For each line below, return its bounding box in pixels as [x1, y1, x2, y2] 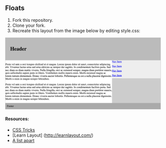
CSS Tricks [12, 127, 36, 133]
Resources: [5, 116, 29, 122]
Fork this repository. [12, 17, 53, 23]
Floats [5, 4, 25, 12]
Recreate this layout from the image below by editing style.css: [12, 27, 141, 34]
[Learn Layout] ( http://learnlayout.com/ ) [12, 132, 94, 138]
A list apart [12, 137, 35, 143]
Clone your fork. [12, 22, 46, 28]
